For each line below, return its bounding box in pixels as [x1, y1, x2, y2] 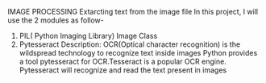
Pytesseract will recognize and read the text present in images [19, 65, 227, 75]
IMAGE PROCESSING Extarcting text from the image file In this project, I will [7, 7, 259, 16]
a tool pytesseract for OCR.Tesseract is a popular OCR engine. [19, 56, 227, 66]
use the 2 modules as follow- [7, 15, 104, 25]
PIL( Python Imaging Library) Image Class [19, 31, 158, 40]
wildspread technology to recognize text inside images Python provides [19, 48, 258, 57]
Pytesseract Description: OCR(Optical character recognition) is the [19, 39, 241, 49]
